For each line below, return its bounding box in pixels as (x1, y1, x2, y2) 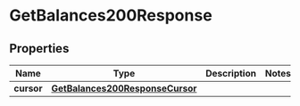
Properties (9, 41, 70, 56)
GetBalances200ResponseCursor (51, 82, 197, 94)
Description (204, 68, 257, 79)
